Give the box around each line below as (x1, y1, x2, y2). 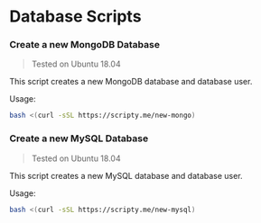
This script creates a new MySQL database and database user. (9, 170, 243, 181)
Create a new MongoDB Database (9, 39, 161, 51)
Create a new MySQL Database (9, 132, 149, 145)
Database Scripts (9, 6, 142, 27)
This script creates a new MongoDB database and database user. (9, 76, 253, 87)
